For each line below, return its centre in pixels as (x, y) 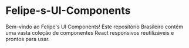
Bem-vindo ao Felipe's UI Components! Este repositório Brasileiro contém (95, 27)
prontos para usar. (28, 39)
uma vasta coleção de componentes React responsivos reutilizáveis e (90, 32)
